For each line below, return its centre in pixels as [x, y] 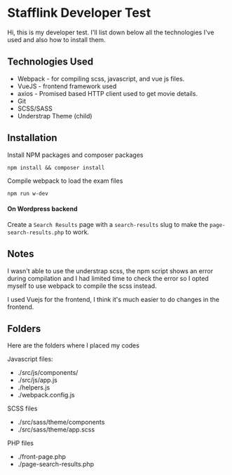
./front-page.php [42, 457]
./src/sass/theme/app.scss [56, 429]
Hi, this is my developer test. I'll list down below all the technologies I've [111, 32]
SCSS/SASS [35, 108]
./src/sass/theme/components [61, 422]
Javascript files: [30, 359]
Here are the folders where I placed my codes [74, 345]
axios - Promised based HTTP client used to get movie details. [108, 93]
